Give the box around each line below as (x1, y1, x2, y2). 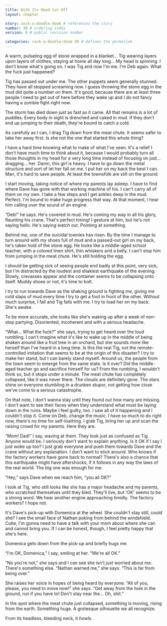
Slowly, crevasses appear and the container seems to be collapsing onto (5, 273, 155, 279)
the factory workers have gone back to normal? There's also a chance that (5, 454, 159, 460)
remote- (137, 345, 154, 351)
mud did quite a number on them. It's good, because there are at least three (5, 89, 161, 95)
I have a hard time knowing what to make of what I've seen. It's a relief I (5, 145, 153, 150)
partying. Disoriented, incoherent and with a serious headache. (15, 319, 145, 325)
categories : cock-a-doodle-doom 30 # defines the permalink (5, 39, 133, 44)
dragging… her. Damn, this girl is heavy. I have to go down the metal (5, 161, 145, 166)
